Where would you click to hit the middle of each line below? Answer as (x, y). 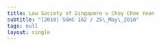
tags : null (23, 26)
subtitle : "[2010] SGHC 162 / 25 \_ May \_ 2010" (73, 20)
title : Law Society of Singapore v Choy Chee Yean (81, 13)
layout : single (29, 32)
